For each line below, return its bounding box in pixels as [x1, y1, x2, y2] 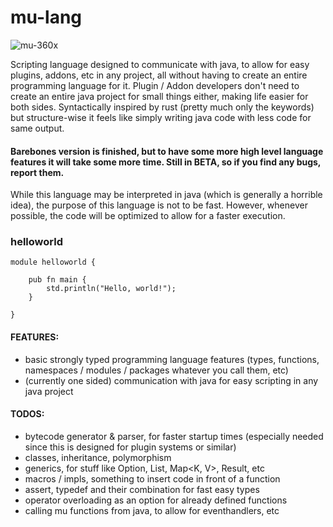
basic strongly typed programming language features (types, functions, [24, 353, 320, 365]
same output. [10, 122, 65, 134]
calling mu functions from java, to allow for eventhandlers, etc [24, 504, 280, 516]
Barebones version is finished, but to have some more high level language [10, 145, 324, 157]
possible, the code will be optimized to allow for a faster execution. [10, 210, 286, 222]
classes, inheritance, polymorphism [24, 451, 172, 463]
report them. [10, 166, 65, 178]
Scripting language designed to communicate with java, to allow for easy [10, 58, 310, 70]
